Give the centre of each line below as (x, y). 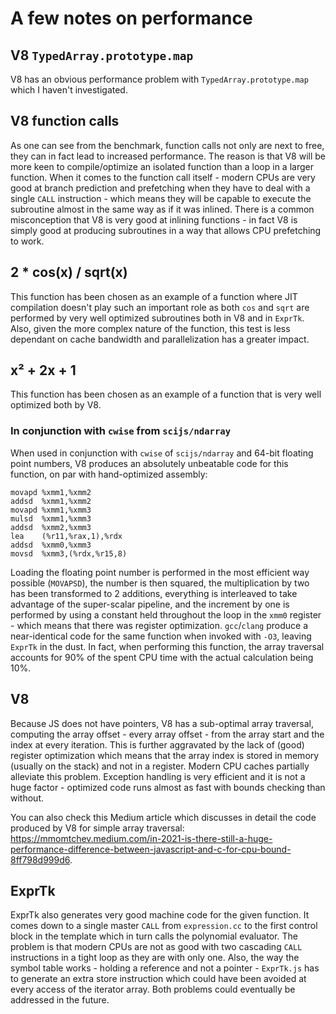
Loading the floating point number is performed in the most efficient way (160, 572)
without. (27, 798)
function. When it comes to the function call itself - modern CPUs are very (163, 177)
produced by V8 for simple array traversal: (97, 828)
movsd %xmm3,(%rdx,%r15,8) (69, 553)
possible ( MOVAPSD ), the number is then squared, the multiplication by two (160, 583)
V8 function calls (65, 121)
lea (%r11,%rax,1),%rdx (66, 536)
